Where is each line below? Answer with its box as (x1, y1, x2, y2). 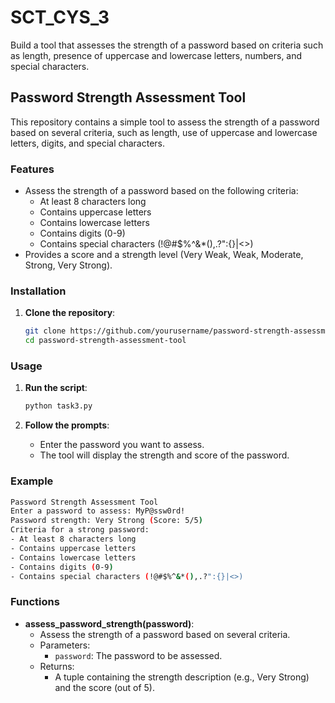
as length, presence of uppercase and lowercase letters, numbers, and (10, 49, 303, 61)
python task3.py (24, 401, 93, 411)
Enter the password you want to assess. (39, 439, 205, 451)
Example (10, 474, 54, 488)
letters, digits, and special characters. (10, 137, 166, 149)
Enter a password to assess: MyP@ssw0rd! (10, 506, 186, 516)
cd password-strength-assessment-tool (24, 336, 187, 346)
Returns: (39, 660, 75, 672)
